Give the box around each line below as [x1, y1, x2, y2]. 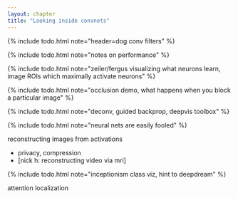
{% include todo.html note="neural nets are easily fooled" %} [7, 120, 187, 129]
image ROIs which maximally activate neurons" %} [7, 72, 156, 80]
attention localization [7, 183, 69, 192]
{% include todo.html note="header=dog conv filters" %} [7, 36, 176, 45]
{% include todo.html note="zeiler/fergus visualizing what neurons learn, [7, 64, 221, 73]
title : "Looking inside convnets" [7, 17, 110, 24]
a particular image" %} [7, 93, 74, 102]
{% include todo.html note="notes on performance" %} [7, 51, 170, 59]
